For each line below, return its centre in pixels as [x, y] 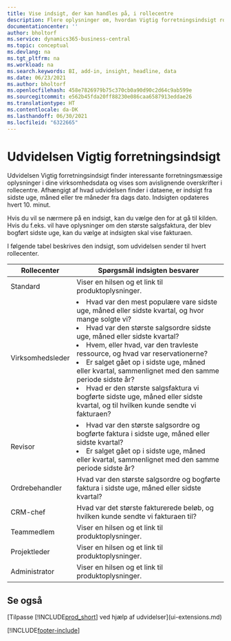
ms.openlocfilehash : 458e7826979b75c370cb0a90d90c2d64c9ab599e [100, 90]
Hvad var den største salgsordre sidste [148, 328]
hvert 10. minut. [29, 205]
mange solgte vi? [104, 319]
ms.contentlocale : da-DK [43, 110]
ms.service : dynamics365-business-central [69, 39]
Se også [25, 600]
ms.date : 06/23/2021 [37, 78]
